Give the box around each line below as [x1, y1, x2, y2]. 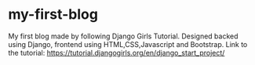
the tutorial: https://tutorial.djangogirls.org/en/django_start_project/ [8, 48, 225, 57]
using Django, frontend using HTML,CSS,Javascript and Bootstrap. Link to [8, 39, 248, 49]
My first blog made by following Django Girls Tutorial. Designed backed [8, 31, 239, 41]
